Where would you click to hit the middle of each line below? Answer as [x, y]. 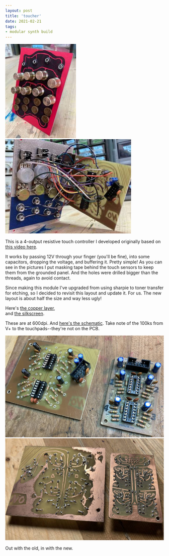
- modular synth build [29, 32]
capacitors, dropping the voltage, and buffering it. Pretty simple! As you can [84, 262]
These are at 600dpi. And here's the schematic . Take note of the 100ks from [84, 323]
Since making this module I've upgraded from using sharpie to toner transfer [84, 288]
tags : [11, 27]
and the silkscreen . [25, 314]
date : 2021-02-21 [23, 21]
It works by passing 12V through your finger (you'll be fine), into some [77, 257]
